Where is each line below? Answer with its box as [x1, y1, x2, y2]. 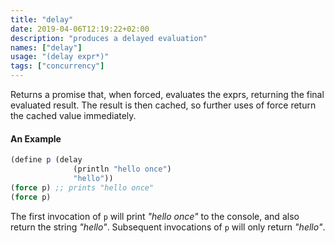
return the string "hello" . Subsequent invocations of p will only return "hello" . [10, 221, 326, 233]
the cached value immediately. [10, 110, 137, 121]
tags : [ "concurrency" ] [10, 61, 105, 71]
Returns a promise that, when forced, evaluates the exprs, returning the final [10, 89, 325, 100]
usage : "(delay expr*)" [10, 52, 110, 62]
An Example [10, 132, 62, 145]
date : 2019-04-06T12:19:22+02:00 [10, 24, 150, 34]
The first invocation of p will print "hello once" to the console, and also [10, 210, 300, 222]
